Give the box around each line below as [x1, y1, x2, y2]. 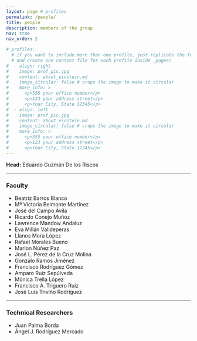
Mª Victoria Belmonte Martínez [14, 200, 89, 208]
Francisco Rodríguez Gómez [14, 263, 84, 270]
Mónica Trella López [14, 276, 64, 283]
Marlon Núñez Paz [14, 245, 60, 252]
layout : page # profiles [6, 8, 67, 15]
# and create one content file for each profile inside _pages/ [11, 57, 172, 63]
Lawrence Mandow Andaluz [14, 219, 83, 226]
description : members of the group [6, 25, 93, 31]
